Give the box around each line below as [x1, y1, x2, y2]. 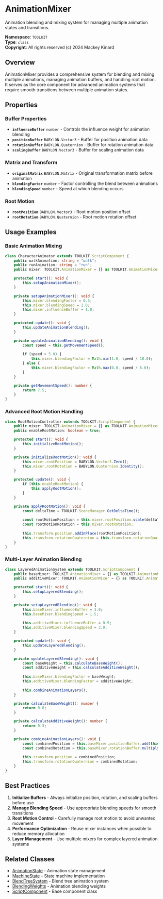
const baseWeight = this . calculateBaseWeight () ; [22, 661, 123, 666]
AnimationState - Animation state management [12, 868, 106, 874]
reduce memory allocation [12, 831, 65, 836]
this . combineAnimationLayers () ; [22, 688, 88, 693]
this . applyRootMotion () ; [31, 486, 81, 491]
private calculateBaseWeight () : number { [14, 701, 98, 706]
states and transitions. [5, 24, 49, 30]
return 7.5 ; [22, 387, 47, 393]
